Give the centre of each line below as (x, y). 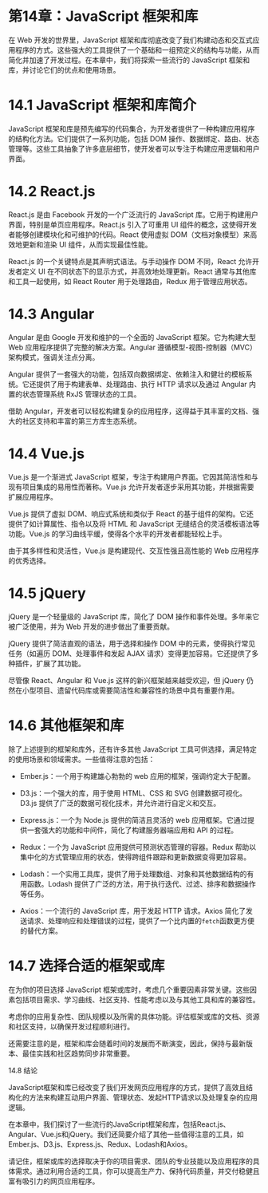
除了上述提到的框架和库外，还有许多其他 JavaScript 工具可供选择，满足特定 (133, 749)
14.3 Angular (51, 314)
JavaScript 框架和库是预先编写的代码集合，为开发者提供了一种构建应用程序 (132, 128)
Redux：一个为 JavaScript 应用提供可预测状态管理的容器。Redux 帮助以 (138, 847)
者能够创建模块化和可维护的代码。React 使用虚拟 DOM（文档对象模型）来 (129, 234)
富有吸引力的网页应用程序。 (54, 1181)
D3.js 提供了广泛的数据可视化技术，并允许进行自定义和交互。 (120, 803)
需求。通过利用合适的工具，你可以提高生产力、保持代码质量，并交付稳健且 (137, 1171)
